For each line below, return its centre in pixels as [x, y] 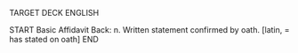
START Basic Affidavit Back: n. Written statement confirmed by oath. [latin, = [149, 30]
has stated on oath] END [54, 39]
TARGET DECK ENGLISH [54, 13]
